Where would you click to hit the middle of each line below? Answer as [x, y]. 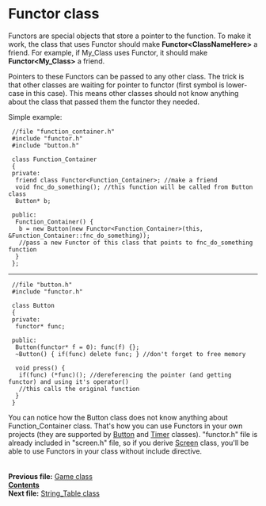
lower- [237, 85]
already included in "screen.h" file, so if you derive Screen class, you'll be [129, 443]
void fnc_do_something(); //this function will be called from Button [134, 187]
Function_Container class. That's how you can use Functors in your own [125, 426]
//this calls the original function [79, 389]
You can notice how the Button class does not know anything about [118, 417]
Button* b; [33, 201]
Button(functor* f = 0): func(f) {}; [78, 347]
